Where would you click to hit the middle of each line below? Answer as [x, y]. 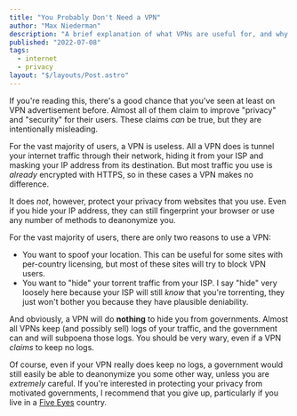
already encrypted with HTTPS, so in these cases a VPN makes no [131, 174]
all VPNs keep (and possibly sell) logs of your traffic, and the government [144, 328]
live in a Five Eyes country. [58, 402]
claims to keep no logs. [52, 347]
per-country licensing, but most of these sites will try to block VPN [144, 264]
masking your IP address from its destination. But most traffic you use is [141, 164]
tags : [19, 51]
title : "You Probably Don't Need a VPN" [85, 17]
